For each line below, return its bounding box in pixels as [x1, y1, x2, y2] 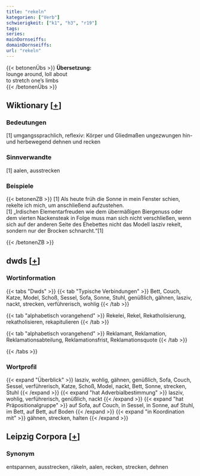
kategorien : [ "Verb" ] [6, 14, 60, 20]
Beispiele [6, 182, 34, 190]
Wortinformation [6, 274, 56, 282]
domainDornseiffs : [6, 42, 52, 48]
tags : [6, 25, 20, 32]
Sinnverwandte [6, 153, 52, 161]
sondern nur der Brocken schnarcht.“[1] [6, 227, 104, 234]
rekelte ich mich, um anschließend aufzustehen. [6, 202, 124, 209]
